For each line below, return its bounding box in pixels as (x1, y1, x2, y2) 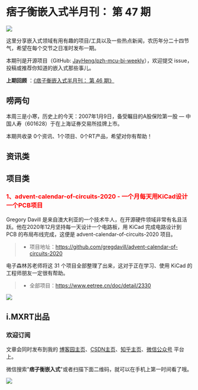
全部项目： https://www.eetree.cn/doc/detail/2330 (29, 281, 151, 289)
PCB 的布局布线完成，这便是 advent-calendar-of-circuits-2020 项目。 (6, 231, 176, 238)
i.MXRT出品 (6, 312, 50, 322)
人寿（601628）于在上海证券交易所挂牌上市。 (11, 120, 123, 127)
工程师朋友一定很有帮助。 (6, 269, 69, 276)
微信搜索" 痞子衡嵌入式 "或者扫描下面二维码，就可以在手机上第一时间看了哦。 (6, 365, 193, 372)
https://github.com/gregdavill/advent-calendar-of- (55, 243, 178, 250)
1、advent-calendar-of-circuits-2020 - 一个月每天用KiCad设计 (6, 192, 188, 201)
